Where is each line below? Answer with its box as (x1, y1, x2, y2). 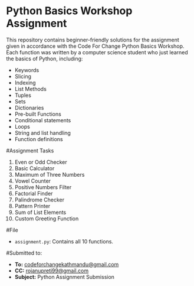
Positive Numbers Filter (14, 183, 72, 190)
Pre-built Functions (14, 110, 62, 118)
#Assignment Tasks (6, 147, 54, 154)
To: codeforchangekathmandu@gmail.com (14, 261, 119, 268)
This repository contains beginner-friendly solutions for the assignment (6, 36, 180, 43)
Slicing (14, 73, 31, 80)
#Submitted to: (6, 249, 42, 256)
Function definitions (14, 135, 63, 142)
